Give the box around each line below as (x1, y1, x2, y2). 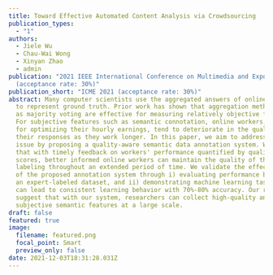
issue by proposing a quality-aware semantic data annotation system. (15, 140, 260, 149)
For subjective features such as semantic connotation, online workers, (15, 118, 267, 126)
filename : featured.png (15, 231, 96, 240)
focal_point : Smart (15, 239, 82, 247)
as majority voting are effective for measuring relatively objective (15, 111, 260, 119)
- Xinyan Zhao (15, 58, 63, 66)
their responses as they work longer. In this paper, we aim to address (15, 133, 267, 141)
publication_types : (8, 20, 75, 28)
